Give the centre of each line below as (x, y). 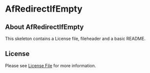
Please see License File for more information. (51, 65)
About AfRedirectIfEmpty (44, 27)
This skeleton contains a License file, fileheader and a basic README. (75, 38)
